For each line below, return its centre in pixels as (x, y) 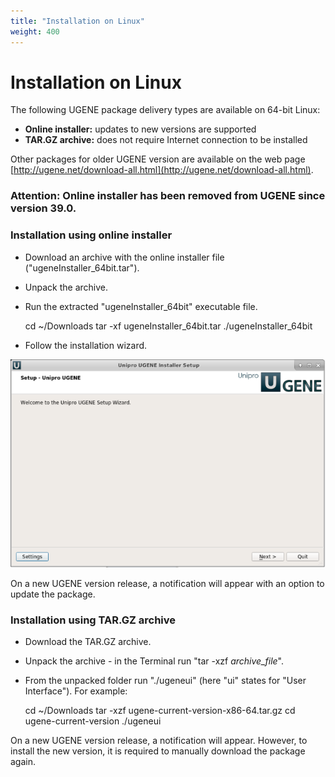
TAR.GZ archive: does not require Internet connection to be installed (166, 140)
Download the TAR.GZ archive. (88, 642)
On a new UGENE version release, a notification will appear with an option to (167, 584)
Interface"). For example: (76, 691)
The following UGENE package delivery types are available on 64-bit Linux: (165, 110)
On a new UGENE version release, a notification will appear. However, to (159, 741)
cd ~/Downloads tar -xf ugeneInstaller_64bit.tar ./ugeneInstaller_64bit (168, 326)
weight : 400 (35, 31)
